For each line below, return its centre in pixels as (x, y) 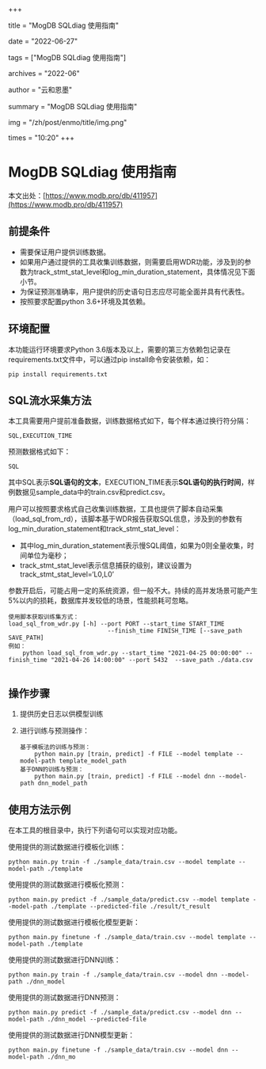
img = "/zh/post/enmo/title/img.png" (68, 122)
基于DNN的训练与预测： (52, 770)
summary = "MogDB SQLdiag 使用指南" (73, 107)
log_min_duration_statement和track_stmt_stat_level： (95, 529)
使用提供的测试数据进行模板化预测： (67, 884)
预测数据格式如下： (40, 451)
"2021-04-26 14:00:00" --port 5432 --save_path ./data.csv (152, 660)
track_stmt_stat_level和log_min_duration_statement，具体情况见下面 (144, 272)
